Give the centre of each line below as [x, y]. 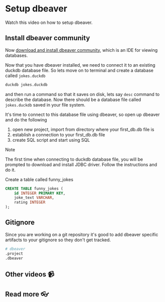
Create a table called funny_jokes [39, 179]
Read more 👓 [27, 294]
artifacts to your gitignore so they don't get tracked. [58, 240]
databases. [17, 55]
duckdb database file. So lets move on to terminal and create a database [79, 70]
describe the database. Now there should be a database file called [73, 100]
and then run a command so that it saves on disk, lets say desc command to [82, 94]
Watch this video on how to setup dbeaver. [49, 22]
